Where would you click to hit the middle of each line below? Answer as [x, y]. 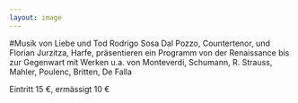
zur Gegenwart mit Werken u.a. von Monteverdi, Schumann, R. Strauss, [141, 62]
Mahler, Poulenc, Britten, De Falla [71, 72]
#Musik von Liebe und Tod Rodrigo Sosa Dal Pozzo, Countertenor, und [140, 43]
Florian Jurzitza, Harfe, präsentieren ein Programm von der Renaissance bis [149, 52]
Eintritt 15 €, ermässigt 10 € [60, 89]
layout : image [36, 17]
